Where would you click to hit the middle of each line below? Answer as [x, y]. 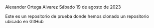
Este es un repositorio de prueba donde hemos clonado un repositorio [77, 16]
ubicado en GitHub [24, 21]
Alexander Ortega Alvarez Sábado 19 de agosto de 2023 [63, 7]
